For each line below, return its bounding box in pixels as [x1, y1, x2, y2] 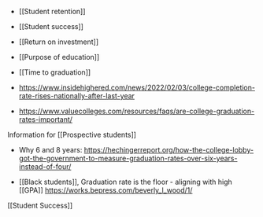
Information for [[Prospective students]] [7, 130, 137, 139]
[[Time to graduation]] [18, 68, 91, 77]
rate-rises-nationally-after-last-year [18, 91, 135, 101]
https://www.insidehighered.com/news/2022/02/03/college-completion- [18, 83, 255, 92]
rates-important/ [18, 115, 72, 124]
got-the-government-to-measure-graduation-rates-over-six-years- [18, 153, 238, 163]
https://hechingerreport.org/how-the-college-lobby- [83, 145, 254, 154]
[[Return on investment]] [18, 37, 99, 46]
